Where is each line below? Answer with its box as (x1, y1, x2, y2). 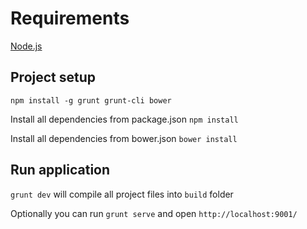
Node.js (10, 40, 43, 52)
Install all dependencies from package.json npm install (10, 113, 239, 125)
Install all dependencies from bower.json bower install (10, 132, 238, 144)
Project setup (10, 69, 97, 86)
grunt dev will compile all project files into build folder (10, 188, 234, 200)
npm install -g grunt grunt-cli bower (10, 95, 172, 106)
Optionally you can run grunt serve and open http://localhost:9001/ (10, 207, 298, 219)
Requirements (10, 7, 130, 30)
